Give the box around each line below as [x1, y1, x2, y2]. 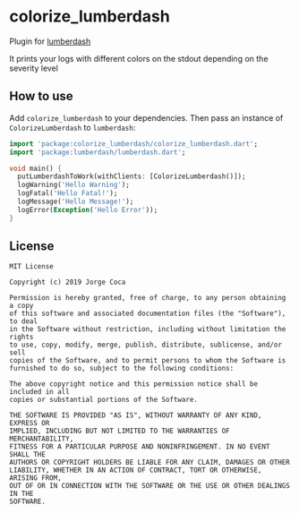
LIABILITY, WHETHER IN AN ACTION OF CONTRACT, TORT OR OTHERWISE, [9, 466, 262, 475]
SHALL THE [9, 450, 47, 459]
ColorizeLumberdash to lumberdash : [9, 122, 136, 133]
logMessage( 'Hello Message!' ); [17, 197, 134, 206]
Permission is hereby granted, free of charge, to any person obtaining [9, 294, 286, 303]
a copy [9, 302, 34, 311]
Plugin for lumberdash [9, 36, 91, 47]
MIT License [9, 262, 54, 271]
